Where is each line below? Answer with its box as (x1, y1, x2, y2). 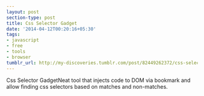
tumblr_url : (6, 60, 36, 66)
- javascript (6, 37, 39, 43)
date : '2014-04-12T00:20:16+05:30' (6, 26, 97, 32)
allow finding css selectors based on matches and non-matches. (6, 83, 168, 90)
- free (6, 43, 23, 49)
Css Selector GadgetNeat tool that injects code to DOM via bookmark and (6, 77, 191, 84)
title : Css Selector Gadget (6, 20, 78, 26)
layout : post (6, 9, 39, 15)
